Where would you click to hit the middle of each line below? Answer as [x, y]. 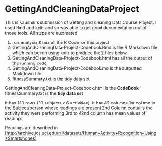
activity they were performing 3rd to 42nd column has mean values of [75, 113]
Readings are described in [31, 127]
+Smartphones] [21, 138]
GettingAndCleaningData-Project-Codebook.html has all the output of [82, 58]
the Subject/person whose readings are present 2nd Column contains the [79, 108]
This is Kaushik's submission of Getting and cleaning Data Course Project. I [81, 22]
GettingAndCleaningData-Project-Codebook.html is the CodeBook [72, 88]
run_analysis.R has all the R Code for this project [61, 42]
